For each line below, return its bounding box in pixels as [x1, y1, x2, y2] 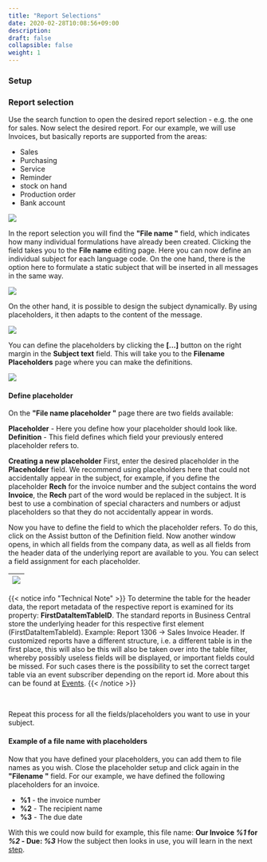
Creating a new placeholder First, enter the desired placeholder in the [8, 456, 239, 466]
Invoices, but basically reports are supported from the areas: [8, 132, 207, 141]
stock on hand [19, 181, 68, 191]
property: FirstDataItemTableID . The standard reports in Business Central [8, 610, 251, 620]
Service [19, 165, 45, 174]
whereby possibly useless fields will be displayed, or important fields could [8, 653, 255, 663]
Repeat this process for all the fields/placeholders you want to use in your [8, 709, 251, 719]
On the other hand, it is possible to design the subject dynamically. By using [8, 301, 257, 312]
